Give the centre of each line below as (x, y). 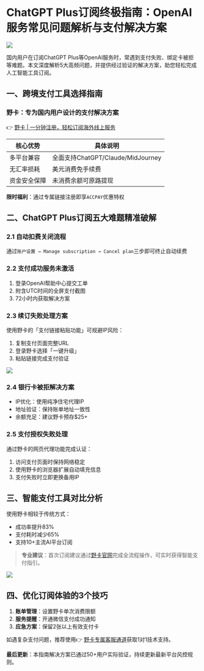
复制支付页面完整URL (42, 343)
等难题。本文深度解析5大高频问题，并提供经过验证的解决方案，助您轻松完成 (102, 65)
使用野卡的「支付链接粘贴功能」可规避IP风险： (65, 330)
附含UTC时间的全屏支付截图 (50, 290)
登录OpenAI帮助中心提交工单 (51, 283)
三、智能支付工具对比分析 (54, 498)
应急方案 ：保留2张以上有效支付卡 (57, 626)
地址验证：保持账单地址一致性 (53, 409)
